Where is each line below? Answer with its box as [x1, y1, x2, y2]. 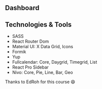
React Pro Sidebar [12, 64, 49, 70]
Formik [12, 49, 26, 55]
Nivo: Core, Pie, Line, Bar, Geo [12, 70, 73, 75]
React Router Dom [12, 38, 49, 44]
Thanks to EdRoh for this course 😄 [5, 79, 76, 85]
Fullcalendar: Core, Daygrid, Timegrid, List [12, 59, 98, 65]
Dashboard [5, 4, 40, 12]
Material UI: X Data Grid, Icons [12, 44, 73, 50]
